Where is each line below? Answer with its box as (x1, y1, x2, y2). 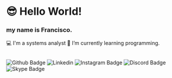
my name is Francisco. (6, 26, 72, 34)
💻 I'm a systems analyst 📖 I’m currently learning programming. (6, 40, 160, 47)
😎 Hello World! (6, 5, 82, 18)
